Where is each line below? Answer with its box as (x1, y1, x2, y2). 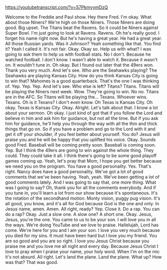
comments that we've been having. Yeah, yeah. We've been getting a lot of (5, 174, 160, 180)
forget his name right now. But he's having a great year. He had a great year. (5, 35, 162, 41)
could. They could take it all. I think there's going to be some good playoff (5, 153, 157, 159)
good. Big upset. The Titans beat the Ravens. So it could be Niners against (5, 25, 158, 31)
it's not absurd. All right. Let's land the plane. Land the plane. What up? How (5, 254, 162, 260)
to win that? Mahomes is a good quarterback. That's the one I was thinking (5, 78, 159, 84)
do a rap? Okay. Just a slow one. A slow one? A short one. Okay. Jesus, (5, 211, 152, 217)
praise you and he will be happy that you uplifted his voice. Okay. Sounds (5, 137, 156, 143)
